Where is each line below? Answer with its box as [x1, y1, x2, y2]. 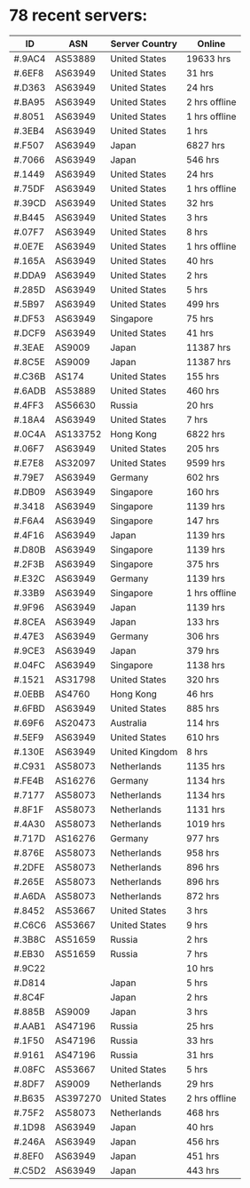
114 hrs [185, 716, 220, 729]
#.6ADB [13, 384, 46, 396]
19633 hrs [185, 52, 231, 65]
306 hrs [185, 630, 220, 642]
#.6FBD [13, 702, 46, 714]
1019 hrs [185, 817, 226, 830]
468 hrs [185, 1106, 220, 1119]
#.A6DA [13, 889, 46, 902]
